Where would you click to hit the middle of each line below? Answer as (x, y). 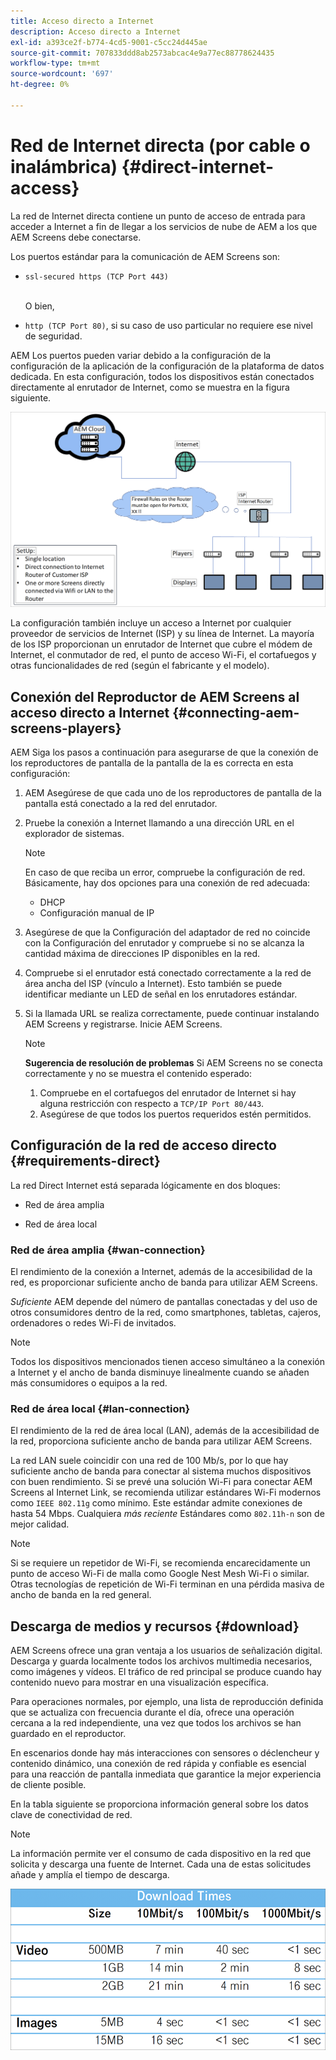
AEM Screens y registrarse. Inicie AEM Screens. (123, 1024)
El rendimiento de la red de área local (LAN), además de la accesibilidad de (165, 1431)
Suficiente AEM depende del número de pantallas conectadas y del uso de (164, 1302)
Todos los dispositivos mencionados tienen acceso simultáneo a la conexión (167, 1362)
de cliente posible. (48, 1785)
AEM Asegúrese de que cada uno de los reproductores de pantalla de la (173, 793)
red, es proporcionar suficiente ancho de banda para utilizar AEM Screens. (164, 1282)
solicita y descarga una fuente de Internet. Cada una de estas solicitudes (161, 1864)
